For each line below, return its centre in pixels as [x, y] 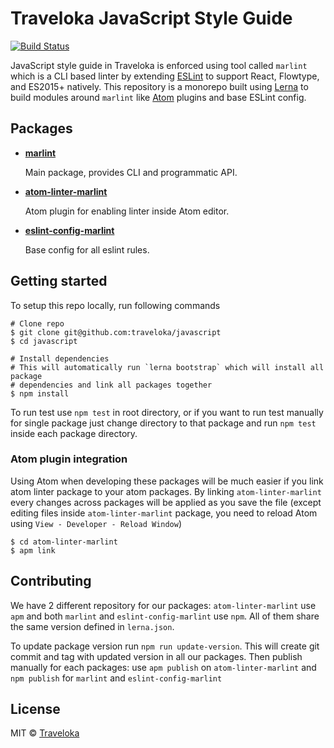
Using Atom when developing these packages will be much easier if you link [167, 481]
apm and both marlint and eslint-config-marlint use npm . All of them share [165, 616]
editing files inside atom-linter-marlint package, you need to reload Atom [164, 513]
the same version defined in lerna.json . [92, 626]
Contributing [51, 581]
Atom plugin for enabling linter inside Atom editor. [127, 211]
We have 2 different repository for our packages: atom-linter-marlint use [163, 605]
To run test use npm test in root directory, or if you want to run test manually [167, 412]
